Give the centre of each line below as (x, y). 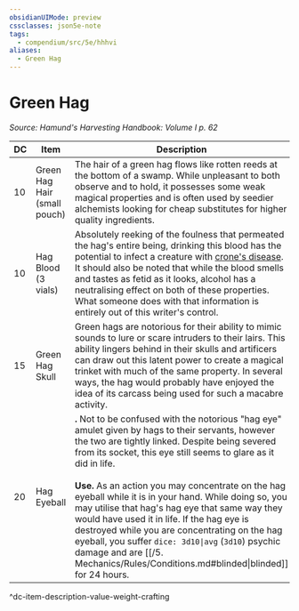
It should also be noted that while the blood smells (179, 268)
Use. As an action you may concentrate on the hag (180, 486)
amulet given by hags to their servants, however (175, 430)
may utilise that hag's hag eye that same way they (178, 508)
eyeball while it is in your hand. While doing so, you (181, 496)
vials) (47, 290)
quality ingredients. (115, 220)
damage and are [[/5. (119, 552)
